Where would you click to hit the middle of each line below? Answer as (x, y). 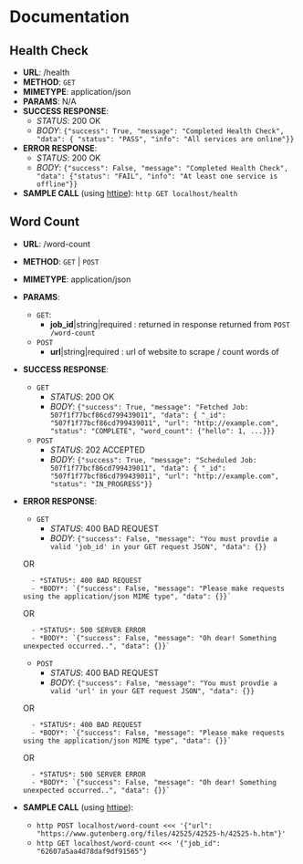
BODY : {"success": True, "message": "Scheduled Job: (153, 459)
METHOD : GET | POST (61, 261)
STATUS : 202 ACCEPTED (98, 450)
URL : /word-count (57, 244)
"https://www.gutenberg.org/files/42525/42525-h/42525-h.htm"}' (161, 833)
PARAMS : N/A (49, 101)
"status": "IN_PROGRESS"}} (101, 484)
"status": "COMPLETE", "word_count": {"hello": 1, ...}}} (162, 431)
